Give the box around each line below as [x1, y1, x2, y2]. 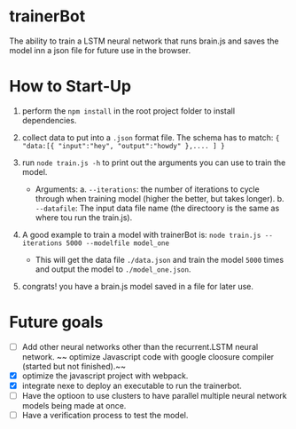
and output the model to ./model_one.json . [35, 264, 191, 274]
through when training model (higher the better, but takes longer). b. [35, 193, 285, 203]
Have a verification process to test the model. [21, 410, 189, 421]
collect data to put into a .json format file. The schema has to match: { [21, 131, 280, 143]
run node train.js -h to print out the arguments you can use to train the [21, 157, 286, 168]
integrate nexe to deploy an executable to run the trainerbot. [21, 380, 242, 391]
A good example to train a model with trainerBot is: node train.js [21, 229, 261, 240]
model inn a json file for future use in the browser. [9, 44, 191, 55]
